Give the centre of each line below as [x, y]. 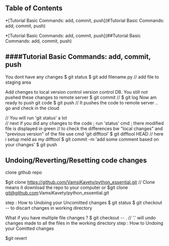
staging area [18, 82]
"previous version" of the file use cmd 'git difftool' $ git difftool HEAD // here [84, 134]
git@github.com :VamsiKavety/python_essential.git [57, 193]
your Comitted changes [30, 228]
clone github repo [23, 172]
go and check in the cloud [32, 108]
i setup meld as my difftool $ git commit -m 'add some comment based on [82, 139]
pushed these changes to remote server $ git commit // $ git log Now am [81, 97]
